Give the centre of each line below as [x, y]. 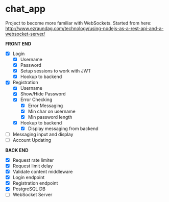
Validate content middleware [43, 172]
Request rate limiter [33, 160]
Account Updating [32, 140]
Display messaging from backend [63, 129]
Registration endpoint [35, 183]
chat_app [26, 9]
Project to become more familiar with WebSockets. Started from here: [78, 23]
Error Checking [36, 99]
